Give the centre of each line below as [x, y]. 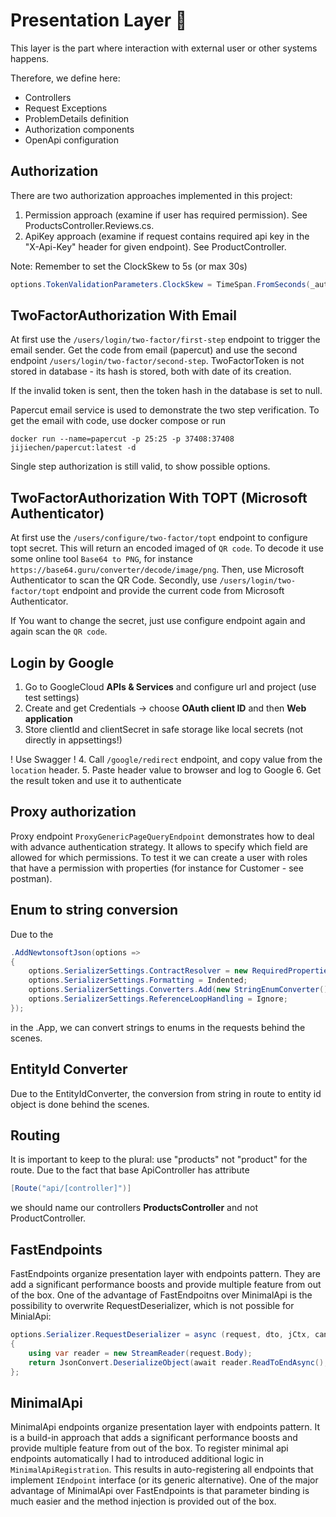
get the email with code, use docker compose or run [118, 421]
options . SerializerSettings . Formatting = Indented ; [138, 980]
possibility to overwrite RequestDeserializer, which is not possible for [152, 1306]
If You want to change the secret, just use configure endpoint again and [158, 621]
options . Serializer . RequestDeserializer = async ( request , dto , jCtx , [160, 1335]
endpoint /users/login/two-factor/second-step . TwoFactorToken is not [157, 361]
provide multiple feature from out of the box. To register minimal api [149, 1448]
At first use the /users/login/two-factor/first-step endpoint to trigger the [165, 340]
